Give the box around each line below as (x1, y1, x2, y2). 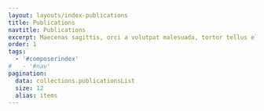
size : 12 (15, 84, 44, 92)
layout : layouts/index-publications (8, 11, 128, 20)
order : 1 (8, 41, 37, 48)
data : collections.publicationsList (15, 77, 135, 84)
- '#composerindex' (15, 55, 79, 63)
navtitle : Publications (8, 26, 86, 34)
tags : (8, 48, 26, 55)
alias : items (15, 91, 58, 99)
